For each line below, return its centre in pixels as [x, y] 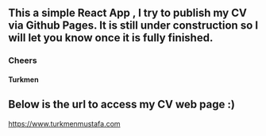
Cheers [23, 60]
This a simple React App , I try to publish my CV [128, 13]
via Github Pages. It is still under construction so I [133, 26]
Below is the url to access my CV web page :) [122, 105]
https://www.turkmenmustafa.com [64, 123]
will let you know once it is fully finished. [111, 38]
